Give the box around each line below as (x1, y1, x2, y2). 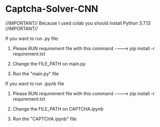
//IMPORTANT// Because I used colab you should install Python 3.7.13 (5, 20, 151, 26)
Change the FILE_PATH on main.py (12, 60, 86, 67)
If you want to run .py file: (5, 35, 60, 41)
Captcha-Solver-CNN (5, 3, 98, 15)
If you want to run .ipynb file (5, 80, 65, 87)
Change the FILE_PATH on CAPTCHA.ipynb (12, 105, 103, 112)
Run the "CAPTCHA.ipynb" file (12, 116, 77, 122)
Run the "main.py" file (12, 70, 59, 77)
